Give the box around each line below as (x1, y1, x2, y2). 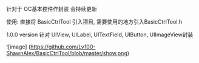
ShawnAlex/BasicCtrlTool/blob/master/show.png (6, 50, 127, 56)
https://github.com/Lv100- (30, 43, 96, 50)
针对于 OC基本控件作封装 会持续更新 (6, 5, 97, 12)
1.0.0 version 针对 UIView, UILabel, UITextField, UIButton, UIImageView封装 (6, 31, 194, 38)
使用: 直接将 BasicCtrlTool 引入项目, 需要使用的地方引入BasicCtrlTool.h (6, 18, 183, 25)
